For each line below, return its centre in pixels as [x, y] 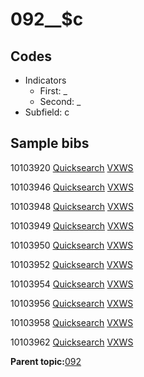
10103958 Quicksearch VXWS [72, 322]
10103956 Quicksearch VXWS [72, 303]
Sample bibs [50, 143]
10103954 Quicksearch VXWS [72, 284]
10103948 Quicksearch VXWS [72, 206]
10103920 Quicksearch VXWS [72, 167]
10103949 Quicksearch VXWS [72, 225]
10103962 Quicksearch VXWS [72, 342]
